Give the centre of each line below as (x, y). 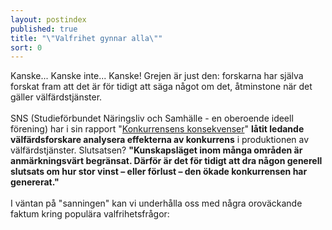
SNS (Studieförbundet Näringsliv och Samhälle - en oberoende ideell (152, 118)
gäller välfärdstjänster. (56, 97)
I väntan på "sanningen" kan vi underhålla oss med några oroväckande (156, 203)
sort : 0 (26, 47)
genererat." (35, 182)
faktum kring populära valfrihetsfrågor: (90, 214)
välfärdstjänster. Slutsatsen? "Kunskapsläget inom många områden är (156, 150)
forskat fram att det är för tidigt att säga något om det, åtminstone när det (161, 87)
